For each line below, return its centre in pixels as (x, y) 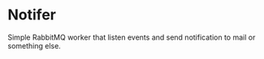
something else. (35, 45)
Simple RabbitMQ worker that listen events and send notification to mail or (132, 37)
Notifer (32, 15)
